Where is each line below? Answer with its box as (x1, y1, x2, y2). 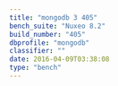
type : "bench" (9, 64, 63, 73)
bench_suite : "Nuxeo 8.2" (9, 21, 105, 30)
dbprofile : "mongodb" (9, 38, 90, 47)
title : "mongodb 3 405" (9, 13, 98, 22)
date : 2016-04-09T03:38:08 (9, 55, 110, 64)
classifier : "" (9, 47, 66, 56)
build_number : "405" (9, 30, 87, 39)
